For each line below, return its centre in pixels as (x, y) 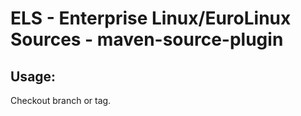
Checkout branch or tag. (61, 100)
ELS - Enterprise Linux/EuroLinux (151, 18)
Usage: (33, 76)
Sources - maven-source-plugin (147, 39)
